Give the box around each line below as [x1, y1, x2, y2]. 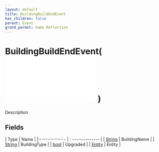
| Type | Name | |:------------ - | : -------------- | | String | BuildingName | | [5, 136, 155, 142]
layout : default [5, 7, 38, 12]
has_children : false [5, 16, 47, 21]
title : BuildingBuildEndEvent [5, 12, 66, 16]
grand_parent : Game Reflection [5, 25, 68, 30]
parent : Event [5, 20, 34, 26]
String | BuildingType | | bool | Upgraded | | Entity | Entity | [5, 141, 121, 147]
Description [5, 109, 28, 115]
